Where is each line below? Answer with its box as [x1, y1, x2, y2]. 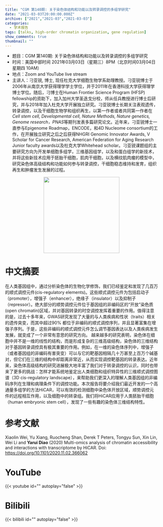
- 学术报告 [9, 25, 29, 30]
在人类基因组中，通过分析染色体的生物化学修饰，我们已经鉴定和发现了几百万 [5, 283, 158, 289]
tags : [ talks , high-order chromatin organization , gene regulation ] [5, 30, 147, 35]
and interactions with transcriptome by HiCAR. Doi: [5, 445, 107, 450]
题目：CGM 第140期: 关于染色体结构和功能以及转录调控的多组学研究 [12, 53, 148, 59]
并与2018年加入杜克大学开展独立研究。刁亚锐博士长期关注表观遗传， [20, 101, 158, 107]
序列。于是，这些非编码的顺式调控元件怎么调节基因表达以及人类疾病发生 [13, 326, 158, 332]
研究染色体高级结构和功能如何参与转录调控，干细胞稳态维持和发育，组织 [12, 160, 157, 166]
